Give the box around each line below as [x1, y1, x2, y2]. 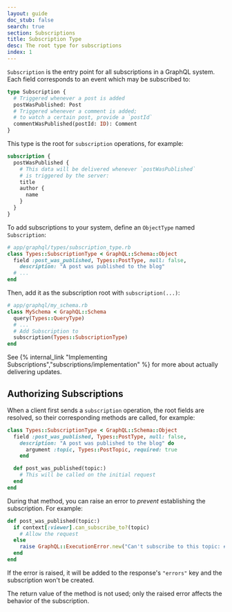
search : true [7, 23, 45, 30]
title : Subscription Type [7, 36, 81, 43]
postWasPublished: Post [13, 101, 81, 108]
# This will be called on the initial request [19, 472, 156, 479]
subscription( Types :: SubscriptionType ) [13, 334, 128, 341]
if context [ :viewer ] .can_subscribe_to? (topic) [13, 523, 150, 531]
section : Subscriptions [7, 29, 76, 37]
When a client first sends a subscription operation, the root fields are [7, 406, 205, 414]
